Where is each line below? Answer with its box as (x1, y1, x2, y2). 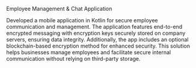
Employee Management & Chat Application (6, 5, 112, 12)
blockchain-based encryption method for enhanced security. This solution (6, 42, 191, 49)
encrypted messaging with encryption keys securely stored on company (6, 29, 186, 37)
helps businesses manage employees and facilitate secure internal (6, 49, 171, 56)
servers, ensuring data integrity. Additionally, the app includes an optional (6, 36, 189, 43)
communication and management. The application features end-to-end (6, 23, 183, 30)
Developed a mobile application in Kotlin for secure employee (6, 17, 158, 23)
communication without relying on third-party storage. (6, 55, 141, 62)
